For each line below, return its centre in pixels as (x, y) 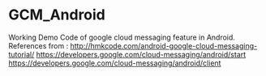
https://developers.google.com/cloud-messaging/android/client (115, 63)
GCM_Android (57, 15)
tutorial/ (21, 54)
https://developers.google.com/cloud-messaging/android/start (141, 54)
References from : (39, 45)
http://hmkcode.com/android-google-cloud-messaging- (164, 45)
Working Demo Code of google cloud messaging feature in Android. (122, 37)
